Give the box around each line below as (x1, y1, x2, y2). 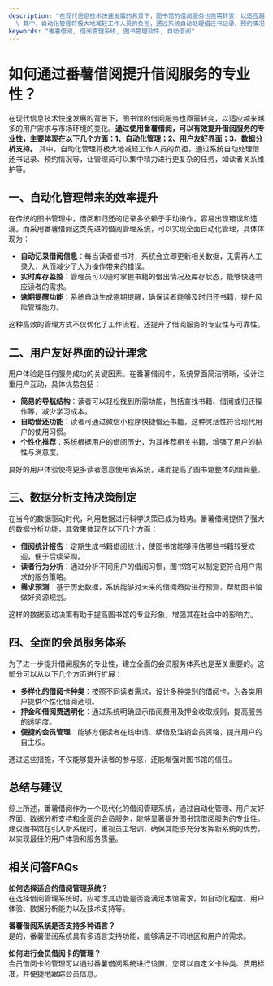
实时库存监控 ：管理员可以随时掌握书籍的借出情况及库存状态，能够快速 (19, 272, 256, 282)
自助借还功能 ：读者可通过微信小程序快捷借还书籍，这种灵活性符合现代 (19, 416, 256, 426)
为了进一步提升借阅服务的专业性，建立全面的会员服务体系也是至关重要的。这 (8, 659, 265, 668)
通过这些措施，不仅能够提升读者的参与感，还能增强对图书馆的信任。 (8, 754, 236, 764)
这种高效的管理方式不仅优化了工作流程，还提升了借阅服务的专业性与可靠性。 (8, 319, 265, 330)
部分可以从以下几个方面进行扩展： (8, 668, 123, 678)
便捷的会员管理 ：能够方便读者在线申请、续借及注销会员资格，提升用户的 (19, 726, 262, 737)
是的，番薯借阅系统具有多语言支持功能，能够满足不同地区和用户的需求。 (8, 931, 250, 941)
